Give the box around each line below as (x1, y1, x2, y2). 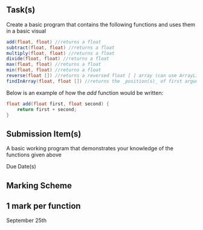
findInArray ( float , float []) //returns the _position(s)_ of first (6, 78, 182, 84)
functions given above (6, 151, 62, 159)
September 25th (6, 217, 47, 224)
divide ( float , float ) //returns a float (6, 56, 110, 62)
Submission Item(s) (6, 129, 82, 139)
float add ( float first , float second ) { (6, 101, 110, 107)
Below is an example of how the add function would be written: (6, 89, 164, 96)
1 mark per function (6, 201, 81, 211)
